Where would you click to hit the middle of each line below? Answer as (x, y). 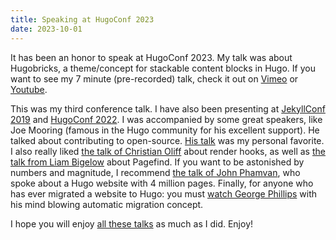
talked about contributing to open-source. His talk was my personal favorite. (167, 140)
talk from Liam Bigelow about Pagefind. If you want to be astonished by (157, 162)
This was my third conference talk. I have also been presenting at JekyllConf (168, 108)
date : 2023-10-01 (46, 29)
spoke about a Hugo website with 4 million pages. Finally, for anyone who (162, 183)
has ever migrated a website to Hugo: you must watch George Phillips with (164, 193)
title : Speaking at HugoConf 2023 (82, 19)
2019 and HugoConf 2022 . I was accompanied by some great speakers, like (166, 119)
